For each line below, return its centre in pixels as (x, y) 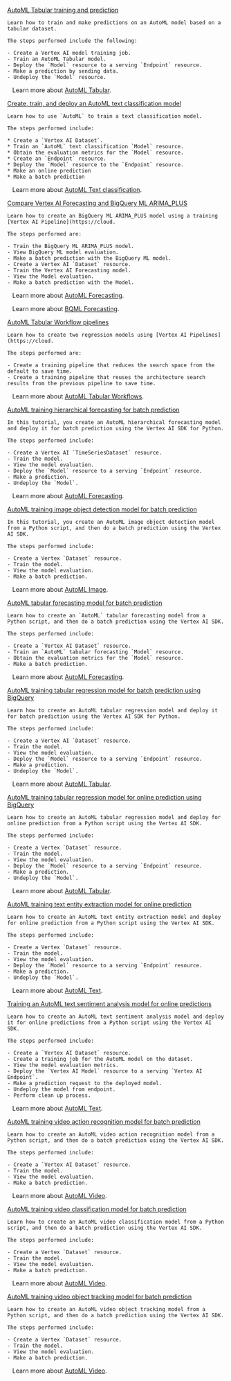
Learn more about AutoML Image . (60, 589)
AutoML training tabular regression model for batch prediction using (104, 690)
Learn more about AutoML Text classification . (77, 190)
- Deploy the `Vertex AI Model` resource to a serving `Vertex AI (105, 1071)
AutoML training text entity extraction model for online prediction (99, 904)
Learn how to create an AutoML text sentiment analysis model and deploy (116, 1017)
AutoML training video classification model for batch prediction (97, 1209)
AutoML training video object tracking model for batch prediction (100, 1296)
